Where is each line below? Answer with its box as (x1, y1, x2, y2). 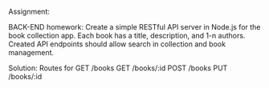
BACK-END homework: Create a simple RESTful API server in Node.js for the (8, 22, 261, 31)
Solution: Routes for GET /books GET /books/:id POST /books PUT (8, 63, 228, 73)
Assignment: (8, 7, 50, 16)
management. (8, 48, 55, 57)
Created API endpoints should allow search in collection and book (8, 39, 226, 49)
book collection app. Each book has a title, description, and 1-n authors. (8, 31, 246, 40)
